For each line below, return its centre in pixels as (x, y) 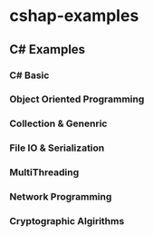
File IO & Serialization (57, 148)
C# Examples (48, 49)
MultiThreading (44, 172)
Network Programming (61, 197)
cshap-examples (74, 16)
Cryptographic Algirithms (67, 221)
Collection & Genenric (58, 123)
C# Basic (29, 75)
